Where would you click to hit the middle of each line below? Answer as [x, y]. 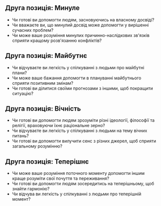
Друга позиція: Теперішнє [47, 161]
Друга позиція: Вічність [43, 109]
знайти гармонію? [31, 189]
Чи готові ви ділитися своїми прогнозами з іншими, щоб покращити [82, 88]
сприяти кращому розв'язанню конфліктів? [57, 40]
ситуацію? [23, 93]
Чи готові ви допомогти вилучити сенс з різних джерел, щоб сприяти [84, 141]
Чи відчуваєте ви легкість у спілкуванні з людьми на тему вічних [80, 131]
